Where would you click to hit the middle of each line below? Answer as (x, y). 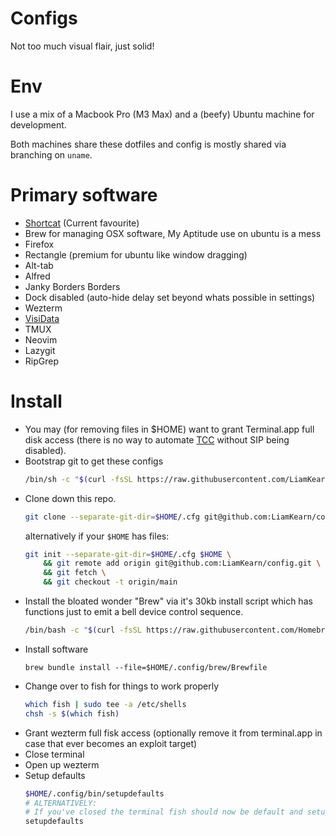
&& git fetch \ (75, 573)
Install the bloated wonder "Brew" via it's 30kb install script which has (168, 601)
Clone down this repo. (70, 498)
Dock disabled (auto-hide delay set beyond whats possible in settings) (170, 297)
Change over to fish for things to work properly (122, 686)
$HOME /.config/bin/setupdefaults (94, 793)
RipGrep (41, 361)
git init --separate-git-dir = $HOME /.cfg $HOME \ (128, 554)
